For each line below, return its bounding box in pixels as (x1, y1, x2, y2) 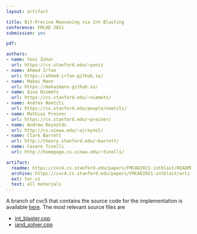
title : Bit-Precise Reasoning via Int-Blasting (6, 19, 125, 25)
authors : (6, 51, 28, 57)
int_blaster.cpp (14, 215, 51, 222)
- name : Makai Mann (6, 78, 54, 84)
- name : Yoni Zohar (6, 57, 54, 63)
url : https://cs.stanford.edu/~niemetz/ (11, 95, 111, 101)
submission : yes (6, 30, 46, 36)
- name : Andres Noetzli (6, 100, 64, 106)
